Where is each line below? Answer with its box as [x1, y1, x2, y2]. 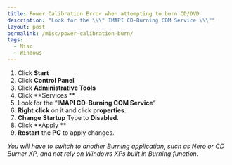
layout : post [7, 23, 46, 30]
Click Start [17, 68, 49, 77]
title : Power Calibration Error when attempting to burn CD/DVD [7, 10, 200, 18]
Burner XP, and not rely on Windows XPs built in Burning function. [7, 149, 199, 158]
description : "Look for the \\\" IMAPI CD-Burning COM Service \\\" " [7, 17, 216, 24]
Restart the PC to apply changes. [17, 128, 115, 137]
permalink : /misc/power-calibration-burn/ [7, 29, 134, 37]
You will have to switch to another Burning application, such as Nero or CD [7, 142, 225, 150]
